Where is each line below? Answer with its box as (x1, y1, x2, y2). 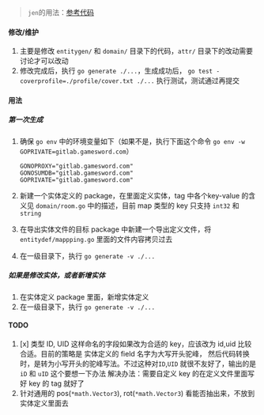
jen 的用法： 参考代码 (27, 8, 95, 17)
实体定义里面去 (19, 398, 69, 408)
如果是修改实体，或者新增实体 (8, 270, 105, 280)
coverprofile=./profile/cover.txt (19, 77, 134, 85)
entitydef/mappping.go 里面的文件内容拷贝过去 (19, 234, 173, 243)
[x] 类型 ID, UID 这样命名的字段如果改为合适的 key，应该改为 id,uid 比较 (19, 339, 252, 349)
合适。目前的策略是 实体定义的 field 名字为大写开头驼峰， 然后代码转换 (19, 349, 251, 358)
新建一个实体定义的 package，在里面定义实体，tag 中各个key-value (19, 191, 240, 200)
